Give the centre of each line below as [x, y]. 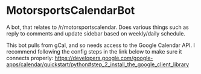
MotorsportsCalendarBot [71, 11]
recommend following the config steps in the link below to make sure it [94, 51]
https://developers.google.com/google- [104, 58]
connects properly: [30, 58]
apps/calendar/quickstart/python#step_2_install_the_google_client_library [98, 64]
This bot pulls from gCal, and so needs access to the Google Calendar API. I [101, 45]
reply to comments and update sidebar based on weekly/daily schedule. [96, 33]
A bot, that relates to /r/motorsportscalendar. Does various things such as [97, 27]
